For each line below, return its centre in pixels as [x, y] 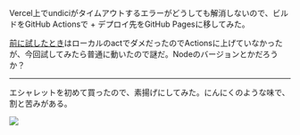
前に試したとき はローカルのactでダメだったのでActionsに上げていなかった [146, 43]
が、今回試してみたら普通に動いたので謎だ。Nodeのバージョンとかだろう [144, 54]
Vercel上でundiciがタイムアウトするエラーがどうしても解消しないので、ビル [149, 13]
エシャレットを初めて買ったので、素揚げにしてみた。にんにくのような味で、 [150, 92]
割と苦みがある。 [41, 103]
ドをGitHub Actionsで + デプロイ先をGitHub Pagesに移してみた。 [129, 24]
